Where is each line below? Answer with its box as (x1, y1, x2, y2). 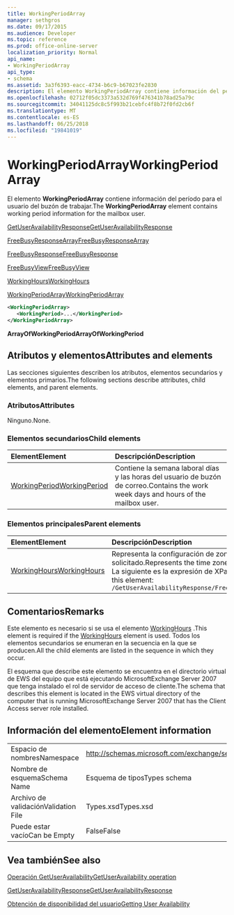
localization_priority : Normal (7, 49, 98, 56)
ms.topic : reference (7, 36, 68, 43)
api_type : (7, 68, 36, 75)
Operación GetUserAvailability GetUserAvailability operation (7, 872, 177, 882)
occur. (7, 654, 26, 662)
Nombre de (10, 764, 47, 774)
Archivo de (10, 793, 47, 803)
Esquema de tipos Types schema (86, 773, 192, 783)
